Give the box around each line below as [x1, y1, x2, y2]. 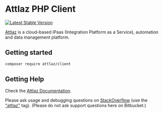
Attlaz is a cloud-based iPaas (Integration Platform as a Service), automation [5, 29, 159, 35]
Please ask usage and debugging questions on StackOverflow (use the [5, 97, 148, 103]
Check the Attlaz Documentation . [5, 88, 72, 94]
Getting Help [5, 75, 44, 84]
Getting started [5, 48, 53, 57]
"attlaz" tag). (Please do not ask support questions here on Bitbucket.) [5, 103, 146, 109]
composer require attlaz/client [5, 61, 71, 67]
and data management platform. [5, 34, 70, 40]
